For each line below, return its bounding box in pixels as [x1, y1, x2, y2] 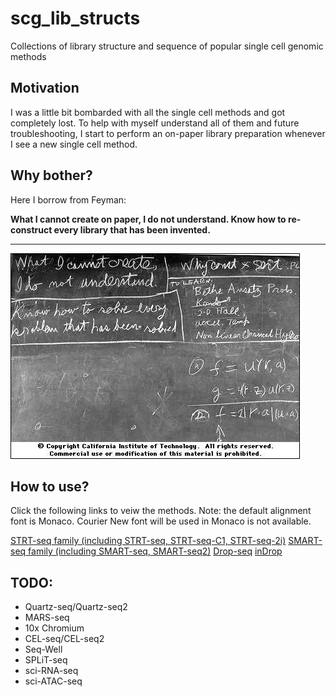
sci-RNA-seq [24, 665, 79, 677]
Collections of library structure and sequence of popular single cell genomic [10, 40, 324, 52]
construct [10, 223, 53, 236]
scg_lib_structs [10, 7, 141, 30]
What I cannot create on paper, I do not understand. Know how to [10, 213, 287, 225]
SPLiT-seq [24, 654, 68, 666]
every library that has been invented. [53, 223, 211, 236]
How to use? [10, 478, 90, 495]
